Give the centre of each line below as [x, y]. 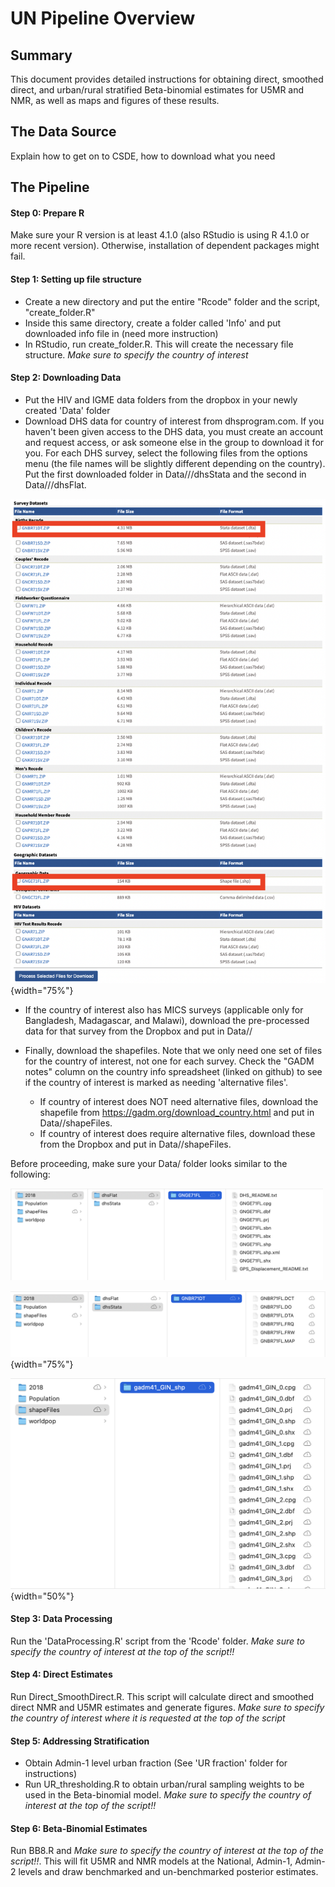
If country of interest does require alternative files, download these [177, 1133]
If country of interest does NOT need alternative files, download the [179, 1101]
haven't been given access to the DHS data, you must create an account [174, 431]
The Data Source [63, 132]
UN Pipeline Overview [103, 18]
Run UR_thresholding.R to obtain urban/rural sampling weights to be [164, 1784]
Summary [41, 55]
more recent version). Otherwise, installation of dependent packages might [165, 246]
